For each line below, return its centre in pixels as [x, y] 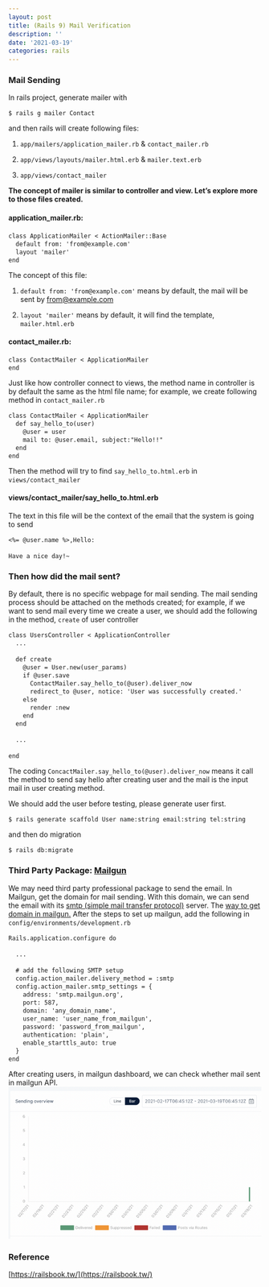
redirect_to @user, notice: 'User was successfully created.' [136, 692]
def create [34, 660]
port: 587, [41, 1003]
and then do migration [45, 834]
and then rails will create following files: [73, 128]
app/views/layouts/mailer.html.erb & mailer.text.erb [111, 159]
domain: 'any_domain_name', [69, 1011]
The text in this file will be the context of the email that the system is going [131, 516]
